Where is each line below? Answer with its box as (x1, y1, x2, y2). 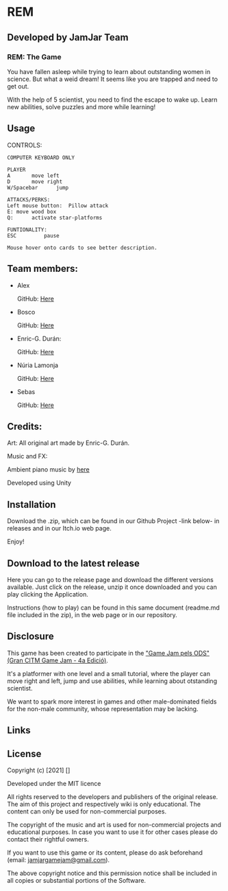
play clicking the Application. (7, 590, 89, 598)
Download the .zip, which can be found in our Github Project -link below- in (7, 517, 220, 525)
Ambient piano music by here (7, 465, 90, 474)
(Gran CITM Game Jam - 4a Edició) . (7, 656, 108, 664)
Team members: (7, 263, 79, 275)
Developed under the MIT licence (7, 779, 101, 787)
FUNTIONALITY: (7, 226, 48, 233)
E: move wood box (7, 208, 57, 215)
